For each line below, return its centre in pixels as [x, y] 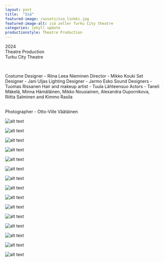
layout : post [18, 10]
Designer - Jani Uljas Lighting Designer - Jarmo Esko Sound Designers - [79, 81]
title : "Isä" [20, 14]
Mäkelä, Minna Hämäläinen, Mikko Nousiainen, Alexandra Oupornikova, [78, 92]
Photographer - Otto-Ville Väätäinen [41, 112]
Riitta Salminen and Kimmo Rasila [39, 97]
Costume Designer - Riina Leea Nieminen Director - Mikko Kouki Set [74, 76]
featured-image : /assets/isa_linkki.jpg [47, 19]
